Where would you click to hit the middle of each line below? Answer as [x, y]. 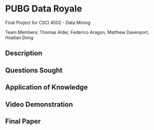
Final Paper [23, 121]
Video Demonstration [39, 104]
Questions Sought [34, 70]
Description [24, 53]
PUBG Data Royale [44, 9]
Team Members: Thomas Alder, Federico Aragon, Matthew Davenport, [77, 32]
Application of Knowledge [47, 87]
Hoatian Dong [19, 37]
